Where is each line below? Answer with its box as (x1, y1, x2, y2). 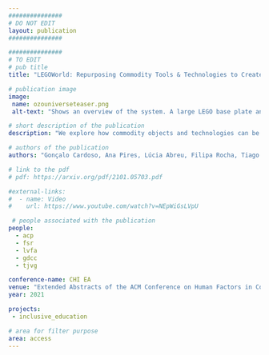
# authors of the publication (8, 144, 110, 152)
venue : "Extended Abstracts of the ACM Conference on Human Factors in (8, 283, 252, 292)
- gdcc (15, 253, 38, 262)
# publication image (8, 85, 78, 93)
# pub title (8, 63, 48, 72)
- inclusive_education (11, 313, 88, 321)
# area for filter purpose (8, 327, 98, 335)
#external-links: (8, 187, 66, 196)
